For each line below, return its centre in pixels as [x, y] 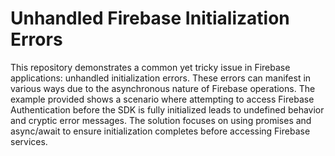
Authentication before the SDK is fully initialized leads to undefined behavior [167, 109]
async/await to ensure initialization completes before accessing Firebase [160, 131]
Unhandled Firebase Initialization [150, 18]
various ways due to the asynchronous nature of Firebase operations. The [163, 88]
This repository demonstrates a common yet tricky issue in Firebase [150, 67]
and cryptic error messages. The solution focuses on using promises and [161, 120]
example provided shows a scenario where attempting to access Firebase [162, 99]
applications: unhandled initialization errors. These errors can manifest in [161, 78]
